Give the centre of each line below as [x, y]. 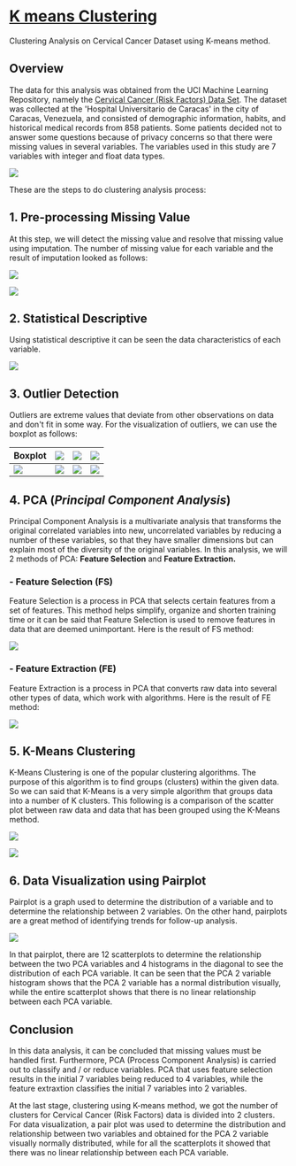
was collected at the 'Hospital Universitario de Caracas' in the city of [134, 109]
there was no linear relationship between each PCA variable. [119, 1153]
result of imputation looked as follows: [79, 258]
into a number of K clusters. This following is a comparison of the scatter [141, 801]
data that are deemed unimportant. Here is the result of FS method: [132, 629]
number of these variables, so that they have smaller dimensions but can [141, 540]
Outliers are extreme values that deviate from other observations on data [141, 415]
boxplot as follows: [43, 434]
